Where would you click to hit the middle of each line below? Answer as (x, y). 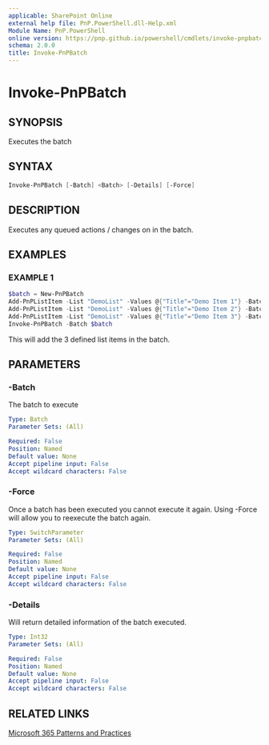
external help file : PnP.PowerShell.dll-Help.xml (93, 23)
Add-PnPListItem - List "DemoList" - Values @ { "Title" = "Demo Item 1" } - (128, 302)
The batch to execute (43, 405)
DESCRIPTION (44, 211)
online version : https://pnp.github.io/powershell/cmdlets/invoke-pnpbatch (137, 38)
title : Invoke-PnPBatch (48, 53)
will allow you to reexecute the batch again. (80, 517)
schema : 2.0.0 (32, 46)
